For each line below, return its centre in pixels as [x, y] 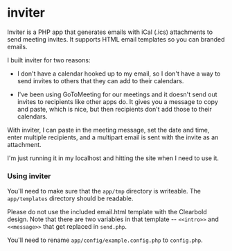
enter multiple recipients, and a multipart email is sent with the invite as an [113, 137]
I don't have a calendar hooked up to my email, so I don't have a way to [119, 73]
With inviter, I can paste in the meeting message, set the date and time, [108, 130]
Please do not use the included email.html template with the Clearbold [107, 212]
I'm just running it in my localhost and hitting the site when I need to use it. [113, 158]
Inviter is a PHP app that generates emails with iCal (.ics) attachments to [110, 32]
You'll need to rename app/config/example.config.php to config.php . [105, 240]
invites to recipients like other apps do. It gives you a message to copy [117, 101]
